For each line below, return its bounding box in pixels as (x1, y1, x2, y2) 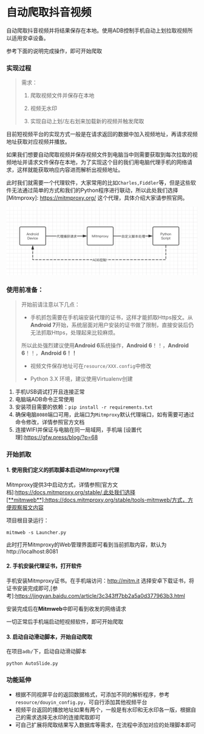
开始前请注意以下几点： (21, 301, 80, 308)
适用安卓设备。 (11, 34, 49, 41)
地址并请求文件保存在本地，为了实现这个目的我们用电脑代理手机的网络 (11, 158, 187, 166)
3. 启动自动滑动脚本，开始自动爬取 (6, 633, 93, 641)
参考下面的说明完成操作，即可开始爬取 (6, 47, 102, 55)
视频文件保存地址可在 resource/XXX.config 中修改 (30, 362, 152, 369)
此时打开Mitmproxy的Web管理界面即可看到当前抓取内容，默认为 (6, 541, 167, 548)
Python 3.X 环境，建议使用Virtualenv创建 (30, 375, 133, 382)
